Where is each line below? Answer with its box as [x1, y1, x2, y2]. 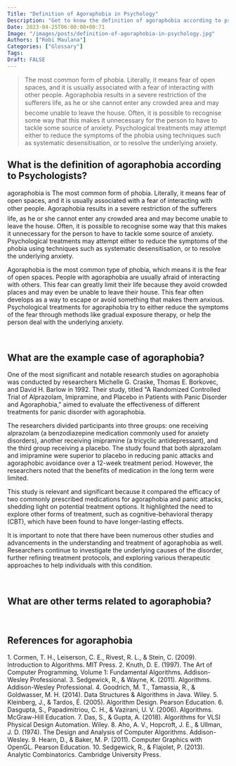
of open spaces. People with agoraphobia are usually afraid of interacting [7, 273, 220, 281]
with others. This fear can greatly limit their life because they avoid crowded [7, 280, 228, 289]
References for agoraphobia [7, 634, 133, 646]
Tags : [7, 50, 23, 57]
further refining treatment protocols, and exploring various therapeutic [7, 554, 211, 562]
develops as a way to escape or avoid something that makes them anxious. [7, 295, 225, 304]
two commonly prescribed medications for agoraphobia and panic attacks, [7, 495, 223, 504]
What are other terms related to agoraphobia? [7, 595, 212, 607]
